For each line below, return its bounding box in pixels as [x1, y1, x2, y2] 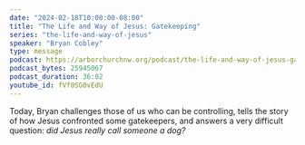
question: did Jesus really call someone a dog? [9, 124, 186, 136]
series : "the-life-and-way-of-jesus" [9, 30, 152, 39]
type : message [9, 47, 64, 56]
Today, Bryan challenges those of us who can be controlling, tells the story [9, 105, 289, 116]
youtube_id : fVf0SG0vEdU [9, 81, 103, 90]
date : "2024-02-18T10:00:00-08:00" [9, 13, 144, 23]
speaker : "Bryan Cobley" [9, 38, 103, 48]
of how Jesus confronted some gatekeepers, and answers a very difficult [9, 115, 284, 126]
